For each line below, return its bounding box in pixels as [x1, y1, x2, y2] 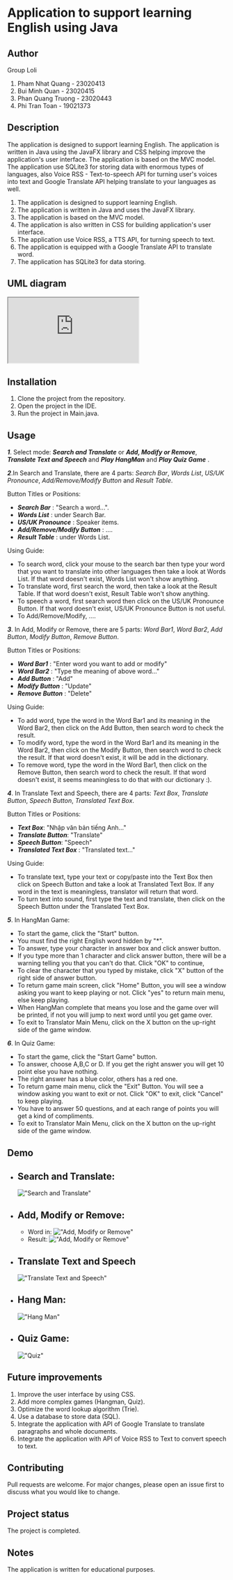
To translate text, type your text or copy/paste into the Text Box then [17, 873, 214, 881]
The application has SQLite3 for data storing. [17, 257, 146, 266]
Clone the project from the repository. [17, 394, 126, 403]
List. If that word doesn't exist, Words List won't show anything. [17, 575, 200, 583]
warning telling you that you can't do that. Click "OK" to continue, [17, 959, 205, 967]
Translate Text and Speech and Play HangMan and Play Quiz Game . [7, 455, 210, 464]
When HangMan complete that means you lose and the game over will [17, 1004, 219, 1012]
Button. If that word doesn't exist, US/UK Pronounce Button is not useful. [17, 604, 226, 613]
